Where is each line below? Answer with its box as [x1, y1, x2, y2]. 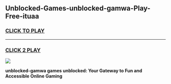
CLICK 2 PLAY [5, 46, 41, 53]
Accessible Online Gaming [5, 73, 63, 79]
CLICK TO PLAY [5, 27, 45, 35]
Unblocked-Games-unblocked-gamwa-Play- [5, 4, 151, 13]
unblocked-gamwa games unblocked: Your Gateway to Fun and [5, 67, 142, 73]
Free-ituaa [5, 12, 39, 21]
